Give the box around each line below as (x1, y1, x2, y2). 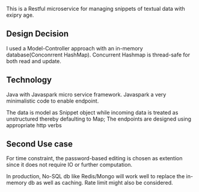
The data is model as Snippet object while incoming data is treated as (6, 109, 179, 116)
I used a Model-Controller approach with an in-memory (6, 44, 143, 52)
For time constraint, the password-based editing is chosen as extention (6, 155, 183, 162)
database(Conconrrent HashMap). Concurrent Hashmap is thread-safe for (6, 51, 191, 58)
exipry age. (6, 11, 34, 19)
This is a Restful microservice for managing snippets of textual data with (6, 5, 185, 12)
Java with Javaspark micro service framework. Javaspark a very (6, 91, 167, 98)
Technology (6, 75, 52, 85)
